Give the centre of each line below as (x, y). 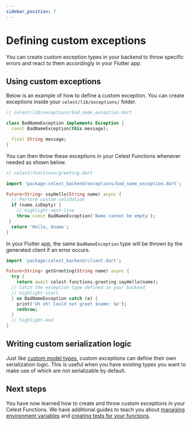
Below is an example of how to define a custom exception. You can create (95, 96)
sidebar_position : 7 (31, 11)
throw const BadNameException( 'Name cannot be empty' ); (86, 216)
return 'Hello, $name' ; (40, 227)
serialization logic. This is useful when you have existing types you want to (96, 364)
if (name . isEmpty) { (36, 205)
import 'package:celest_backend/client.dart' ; (64, 261)
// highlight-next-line (46, 211)
